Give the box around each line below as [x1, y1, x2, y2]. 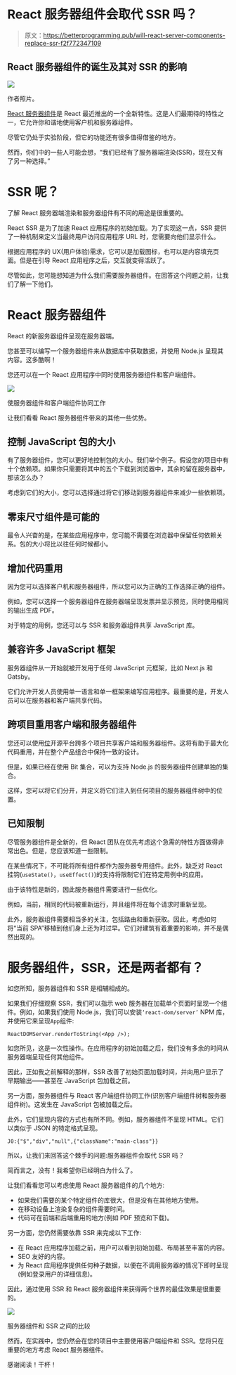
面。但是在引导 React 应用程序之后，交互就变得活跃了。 [7, 256, 169, 264]
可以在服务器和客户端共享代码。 [13, 696, 106, 704]
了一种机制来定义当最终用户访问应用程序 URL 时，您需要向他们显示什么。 [7, 232, 220, 241]
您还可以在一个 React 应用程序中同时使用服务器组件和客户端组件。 [7, 370, 200, 378]
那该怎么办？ [7, 473, 44, 482]
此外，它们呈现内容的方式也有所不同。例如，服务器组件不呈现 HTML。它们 [7, 1115, 223, 1124]
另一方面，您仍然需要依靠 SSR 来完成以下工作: [7, 1229, 142, 1237]
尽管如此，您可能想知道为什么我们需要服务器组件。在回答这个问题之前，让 [7, 271, 223, 279]
